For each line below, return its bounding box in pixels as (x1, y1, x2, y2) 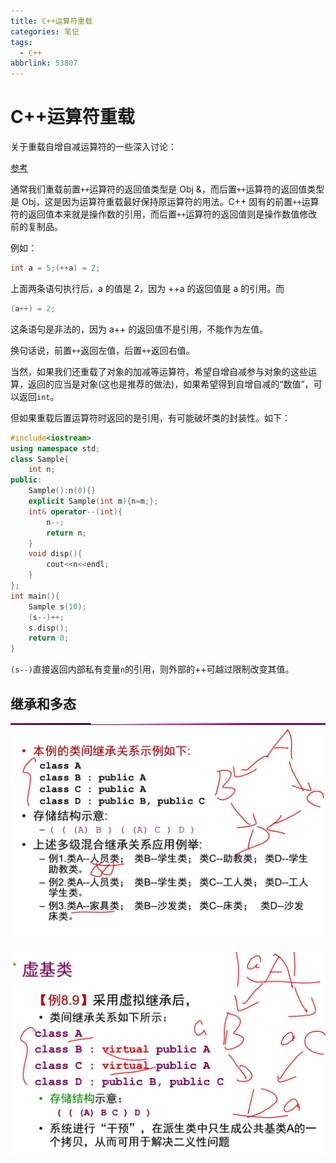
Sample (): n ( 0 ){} (28, 486, 97, 496)
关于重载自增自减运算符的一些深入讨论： (10, 141, 177, 153)
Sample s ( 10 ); (28, 601, 87, 612)
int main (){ (10, 591, 60, 601)
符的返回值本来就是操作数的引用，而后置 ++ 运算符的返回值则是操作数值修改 (10, 208, 318, 220)
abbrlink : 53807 (10, 58, 78, 69)
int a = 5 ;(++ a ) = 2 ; (10, 263, 101, 274)
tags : (10, 37, 33, 47)
